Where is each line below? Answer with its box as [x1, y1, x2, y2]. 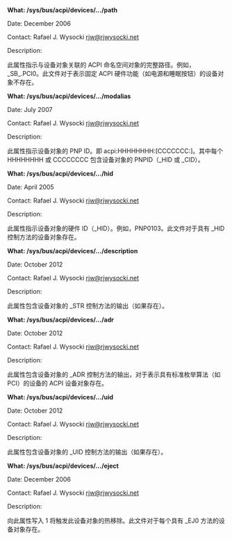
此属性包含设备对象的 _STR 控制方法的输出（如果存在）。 [7, 302, 169, 310]
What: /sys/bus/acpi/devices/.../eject [7, 462, 119, 470]
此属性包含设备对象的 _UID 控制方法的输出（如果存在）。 [7, 448, 167, 456]
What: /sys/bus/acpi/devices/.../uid [7, 393, 113, 401]
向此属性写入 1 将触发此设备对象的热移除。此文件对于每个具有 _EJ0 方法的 [7, 516, 219, 525]
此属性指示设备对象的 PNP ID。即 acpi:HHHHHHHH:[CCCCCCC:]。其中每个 [7, 147, 224, 155]
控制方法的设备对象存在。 [7, 233, 81, 241]
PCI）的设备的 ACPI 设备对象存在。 [7, 379, 108, 387]
